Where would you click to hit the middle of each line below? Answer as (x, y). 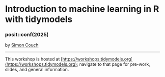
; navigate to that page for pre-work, (114, 64)
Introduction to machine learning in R (82, 9)
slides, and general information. (37, 70)
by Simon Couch (22, 45)
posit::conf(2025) (27, 35)
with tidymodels (39, 19)
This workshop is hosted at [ (34, 59)
